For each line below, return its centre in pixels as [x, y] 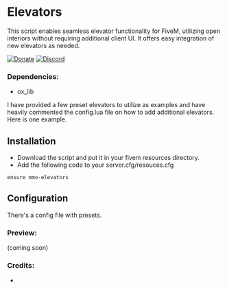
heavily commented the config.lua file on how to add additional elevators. [111, 112]
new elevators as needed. [44, 45]
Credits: [21, 266]
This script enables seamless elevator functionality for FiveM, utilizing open [114, 31]
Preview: [22, 233]
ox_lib [25, 92]
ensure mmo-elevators [38, 178]
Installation [32, 141]
